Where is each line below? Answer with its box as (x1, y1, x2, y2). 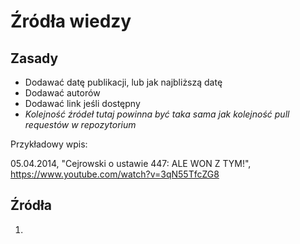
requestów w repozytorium (24, 119, 137, 130)
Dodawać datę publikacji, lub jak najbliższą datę (24, 76, 223, 88)
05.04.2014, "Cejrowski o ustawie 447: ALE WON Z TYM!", (10, 158, 252, 169)
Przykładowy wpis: (10, 138, 88, 150)
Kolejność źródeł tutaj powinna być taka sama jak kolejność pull (24, 108, 290, 120)
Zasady (10, 50, 59, 67)
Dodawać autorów (24, 87, 101, 99)
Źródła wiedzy (10, 10, 132, 33)
